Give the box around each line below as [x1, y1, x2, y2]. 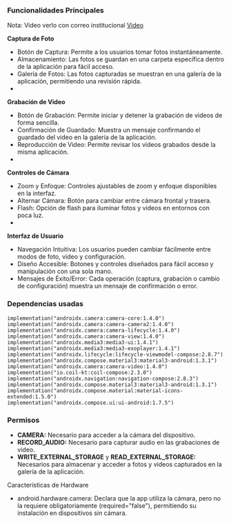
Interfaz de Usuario [7, 232, 64, 240]
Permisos [7, 415, 40, 425]
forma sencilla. [17, 119, 60, 127]
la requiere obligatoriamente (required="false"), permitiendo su [17, 501, 197, 510]
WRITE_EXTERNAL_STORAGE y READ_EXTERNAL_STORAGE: [17, 452, 197, 461]
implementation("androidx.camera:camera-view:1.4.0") [7, 333, 165, 340]
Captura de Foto [7, 34, 54, 43]
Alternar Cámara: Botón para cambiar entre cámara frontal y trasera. [17, 196, 212, 205]
